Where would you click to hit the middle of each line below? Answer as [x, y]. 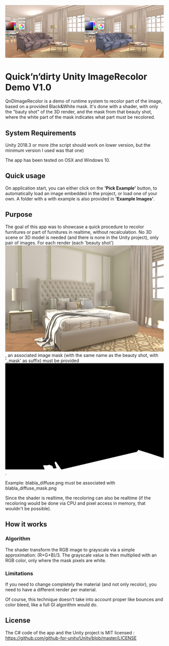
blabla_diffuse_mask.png [31, 488]
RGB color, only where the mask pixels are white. [56, 560]
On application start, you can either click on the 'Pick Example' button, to [81, 188]
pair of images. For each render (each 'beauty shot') [60, 243]
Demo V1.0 [28, 87]
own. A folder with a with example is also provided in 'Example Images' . [80, 199]
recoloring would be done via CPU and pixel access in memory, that [75, 503]
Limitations [19, 573]
